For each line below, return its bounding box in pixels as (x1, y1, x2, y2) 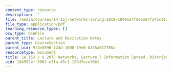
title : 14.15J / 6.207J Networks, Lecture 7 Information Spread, (5, 54, 147, 60)
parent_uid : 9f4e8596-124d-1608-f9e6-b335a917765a (5, 45, 116, 50)
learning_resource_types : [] (5, 26, 68, 31)
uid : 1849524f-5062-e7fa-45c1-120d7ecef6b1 (5, 59, 100, 64)
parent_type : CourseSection (5, 41, 66, 46)
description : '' (5, 12, 40, 17)
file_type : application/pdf (5, 21, 66, 27)
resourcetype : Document (5, 50, 56, 55)
